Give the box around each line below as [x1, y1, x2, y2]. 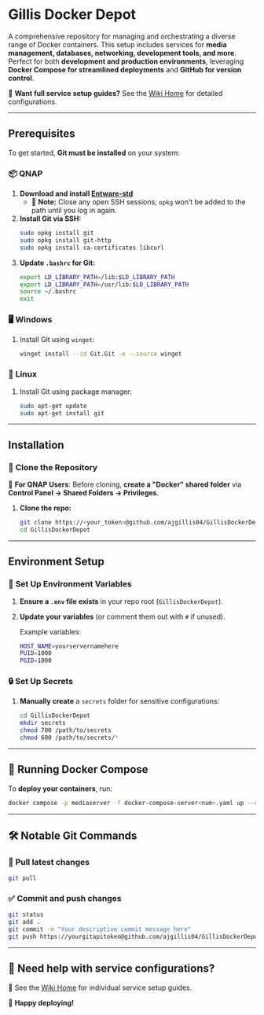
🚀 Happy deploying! [8, 998, 75, 1007]
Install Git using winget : [19, 335, 95, 344]
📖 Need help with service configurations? [8, 962, 215, 976]
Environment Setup [8, 555, 104, 568]
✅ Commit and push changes [8, 893, 122, 904]
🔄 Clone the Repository [8, 462, 98, 473]
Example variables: [19, 627, 81, 636]
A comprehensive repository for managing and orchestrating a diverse [8, 31, 236, 41]
